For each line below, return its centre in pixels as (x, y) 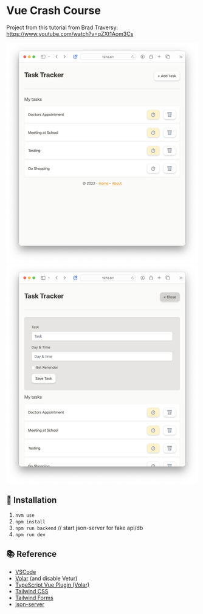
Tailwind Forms (34, 598)
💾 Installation (32, 500)
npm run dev (30, 535)
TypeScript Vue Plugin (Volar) (52, 585)
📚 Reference (31, 554)
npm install (30, 522)
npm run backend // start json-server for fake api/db (79, 528)
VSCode (26, 571)
